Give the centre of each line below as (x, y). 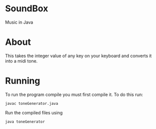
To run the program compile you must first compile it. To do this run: (74, 95)
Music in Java (19, 22)
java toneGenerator (25, 122)
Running (23, 81)
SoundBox (27, 9)
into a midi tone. (21, 61)
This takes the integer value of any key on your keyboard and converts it (78, 56)
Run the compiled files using (34, 113)
